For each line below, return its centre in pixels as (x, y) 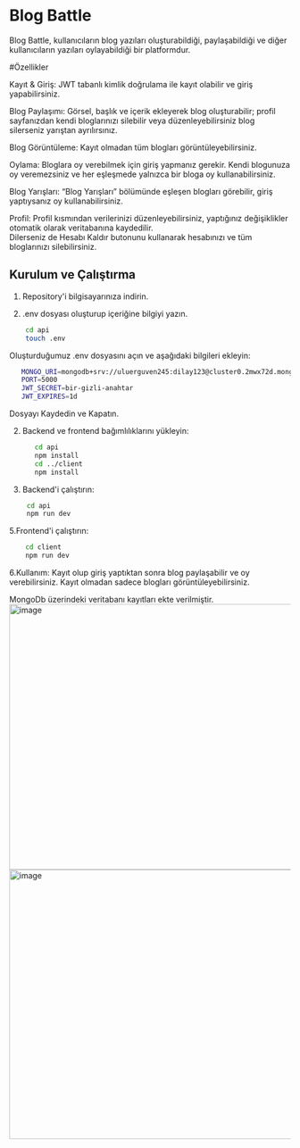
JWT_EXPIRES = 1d (49, 397)
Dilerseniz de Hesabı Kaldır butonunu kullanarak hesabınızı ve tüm (131, 237)
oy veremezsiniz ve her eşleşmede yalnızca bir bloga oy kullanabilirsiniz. (142, 174)
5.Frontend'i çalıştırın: (49, 531)
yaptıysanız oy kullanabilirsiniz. (66, 201)
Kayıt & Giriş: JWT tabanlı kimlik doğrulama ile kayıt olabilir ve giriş (131, 84)
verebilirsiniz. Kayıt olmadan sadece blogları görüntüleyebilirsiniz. (129, 582)
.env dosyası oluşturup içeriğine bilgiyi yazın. (105, 313)
